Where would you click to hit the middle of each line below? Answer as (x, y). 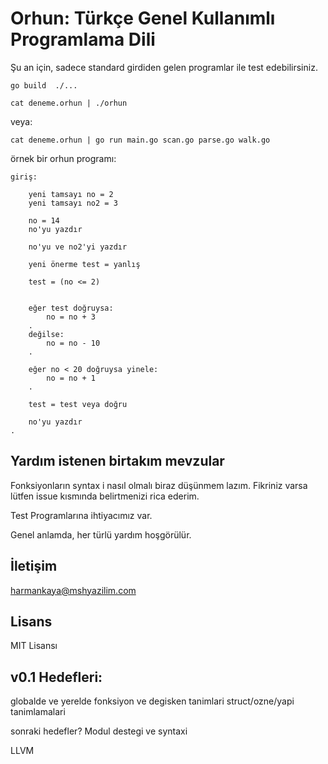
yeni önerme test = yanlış (84, 264)
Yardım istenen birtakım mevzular (117, 461)
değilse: (46, 334)
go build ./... (44, 85)
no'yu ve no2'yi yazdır (78, 247)
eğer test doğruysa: (71, 308)
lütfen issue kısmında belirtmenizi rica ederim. (105, 496)
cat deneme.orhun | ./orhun (69, 103)
